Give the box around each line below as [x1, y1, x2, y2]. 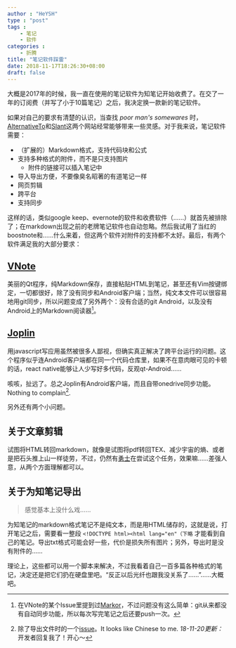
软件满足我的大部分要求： [7, 240, 81, 248]
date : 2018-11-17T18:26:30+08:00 [7, 63, 105, 70]
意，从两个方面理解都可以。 [7, 463, 88, 472]
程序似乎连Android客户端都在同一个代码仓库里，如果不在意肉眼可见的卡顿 [13, 356, 227, 364]
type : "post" [7, 17, 49, 24]
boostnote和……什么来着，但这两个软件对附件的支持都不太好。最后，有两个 [7, 231, 226, 239]
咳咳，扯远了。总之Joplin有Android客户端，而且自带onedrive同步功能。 [7, 379, 215, 387]
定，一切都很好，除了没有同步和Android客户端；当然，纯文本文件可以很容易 [7, 289, 227, 297]
